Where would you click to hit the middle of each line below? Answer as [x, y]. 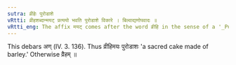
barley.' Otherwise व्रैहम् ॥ [42, 55]
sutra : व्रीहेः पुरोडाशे [31, 14]
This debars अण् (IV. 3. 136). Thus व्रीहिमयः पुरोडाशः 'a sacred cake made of [108, 47]
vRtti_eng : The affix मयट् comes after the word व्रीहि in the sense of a [111, 27]
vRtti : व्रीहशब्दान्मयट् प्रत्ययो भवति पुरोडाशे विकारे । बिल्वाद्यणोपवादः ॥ [82, 20]
